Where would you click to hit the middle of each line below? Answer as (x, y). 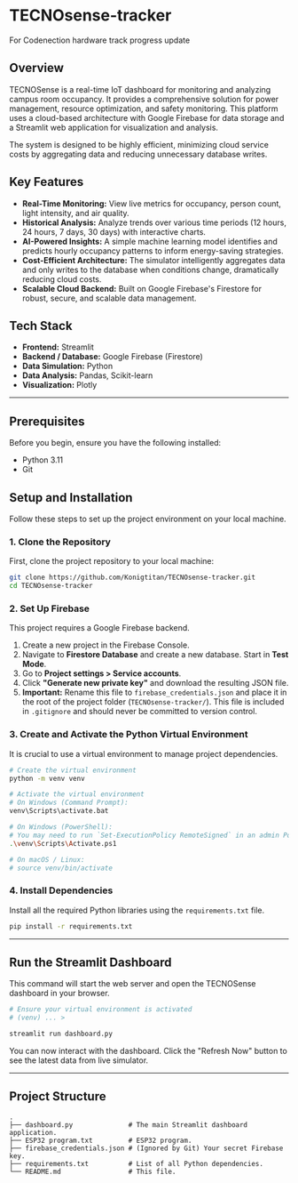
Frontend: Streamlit (58, 347)
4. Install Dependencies (61, 890)
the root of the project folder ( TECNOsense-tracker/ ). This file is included (153, 702)
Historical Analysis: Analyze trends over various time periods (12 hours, (154, 222)
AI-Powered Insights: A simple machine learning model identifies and (149, 241)
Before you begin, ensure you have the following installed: (115, 443)
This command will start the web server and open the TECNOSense (133, 984)
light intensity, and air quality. (76, 213)
